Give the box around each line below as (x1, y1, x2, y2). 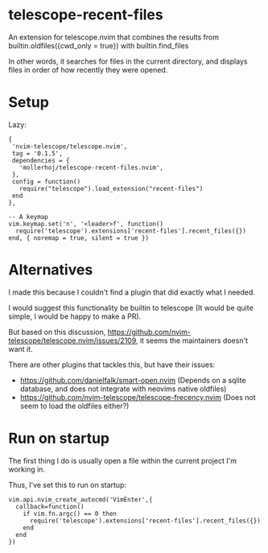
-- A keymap (8, 213, 48, 221)
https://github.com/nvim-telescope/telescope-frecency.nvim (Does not (19, 392, 256, 402)
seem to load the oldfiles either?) (19, 401, 130, 411)
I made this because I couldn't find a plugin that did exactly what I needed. (8, 287, 256, 297)
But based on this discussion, (8, 327, 106, 336)
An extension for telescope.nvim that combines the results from (8, 32, 220, 42)
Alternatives (8, 261, 93, 279)
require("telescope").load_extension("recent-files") (19, 184, 204, 192)
